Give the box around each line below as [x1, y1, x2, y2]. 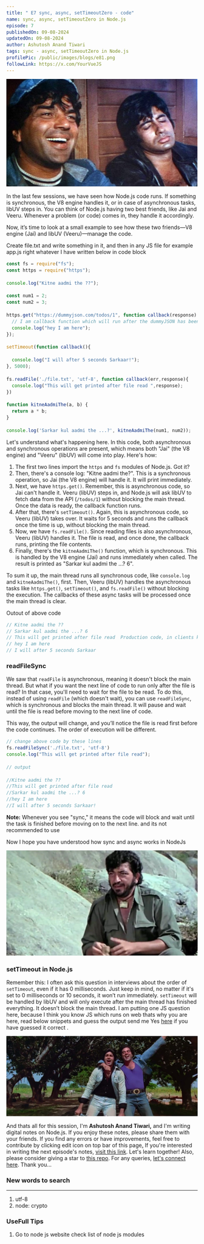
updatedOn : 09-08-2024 [6, 35, 64, 42]
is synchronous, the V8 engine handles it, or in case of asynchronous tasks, [6, 199, 196, 207]
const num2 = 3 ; [6, 299, 47, 306]
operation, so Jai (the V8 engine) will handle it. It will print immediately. [15, 476, 192, 483]
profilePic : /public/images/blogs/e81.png [6, 55, 115, 61]
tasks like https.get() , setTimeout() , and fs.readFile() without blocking [6, 584, 189, 592]
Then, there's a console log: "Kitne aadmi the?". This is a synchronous [15, 470, 191, 477]
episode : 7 [6, 22, 34, 29]
